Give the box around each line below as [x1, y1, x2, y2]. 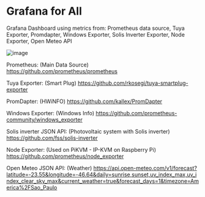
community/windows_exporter [6, 116, 83, 123]
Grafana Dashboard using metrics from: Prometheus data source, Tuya [6, 24, 185, 32]
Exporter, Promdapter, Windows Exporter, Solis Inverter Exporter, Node [6, 30, 185, 38]
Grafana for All [6, 4, 83, 18]
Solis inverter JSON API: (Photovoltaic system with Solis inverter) [6, 127, 170, 135]
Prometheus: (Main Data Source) [6, 61, 89, 68]
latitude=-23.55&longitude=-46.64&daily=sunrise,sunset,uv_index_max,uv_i [6, 171, 197, 178]
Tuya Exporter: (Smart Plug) [6, 79, 76, 87]
